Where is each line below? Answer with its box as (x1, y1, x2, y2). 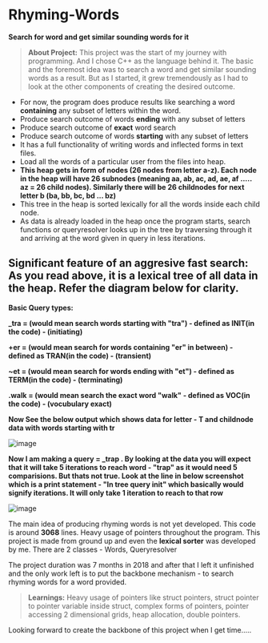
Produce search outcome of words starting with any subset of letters (19, 131, 250, 141)
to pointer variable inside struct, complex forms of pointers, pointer (27, 601, 250, 610)
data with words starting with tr (8, 423, 115, 432)
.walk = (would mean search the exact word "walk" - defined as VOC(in (8, 390, 250, 400)
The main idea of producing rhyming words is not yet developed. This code (8, 519, 256, 528)
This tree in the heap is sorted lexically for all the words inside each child (19, 199, 260, 209)
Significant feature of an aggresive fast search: (8, 256, 249, 270)
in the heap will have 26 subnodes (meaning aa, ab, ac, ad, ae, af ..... (19, 174, 252, 183)
